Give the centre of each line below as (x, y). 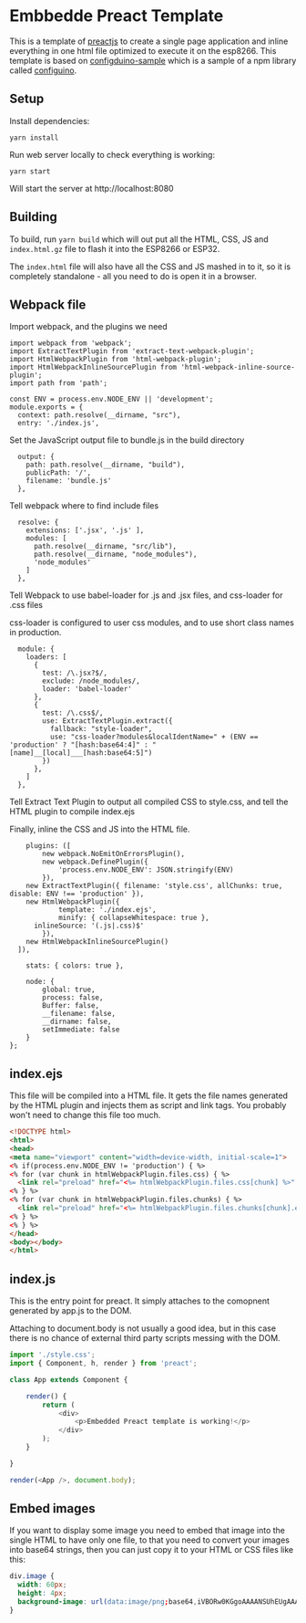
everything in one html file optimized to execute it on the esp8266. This (143, 50)
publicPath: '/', (59, 473)
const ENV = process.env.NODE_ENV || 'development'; (112, 399)
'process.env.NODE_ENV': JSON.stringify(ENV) (146, 870)
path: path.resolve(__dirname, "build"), (105, 465)
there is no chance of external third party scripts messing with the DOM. (145, 1338)
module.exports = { (46, 407)
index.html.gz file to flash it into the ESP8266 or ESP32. (115, 248)
